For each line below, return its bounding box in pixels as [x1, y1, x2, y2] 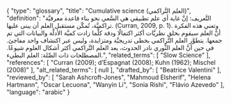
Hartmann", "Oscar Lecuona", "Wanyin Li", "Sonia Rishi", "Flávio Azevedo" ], [6, 81, 225, 88]
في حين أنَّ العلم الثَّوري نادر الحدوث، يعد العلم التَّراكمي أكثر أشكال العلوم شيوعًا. [6, 44, 214, 51]
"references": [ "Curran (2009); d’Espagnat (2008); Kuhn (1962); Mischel [6, 58, 216, 66]
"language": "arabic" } [6, 88, 70, 96]
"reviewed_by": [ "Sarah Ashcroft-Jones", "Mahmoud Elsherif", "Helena [6, 73, 212, 81]
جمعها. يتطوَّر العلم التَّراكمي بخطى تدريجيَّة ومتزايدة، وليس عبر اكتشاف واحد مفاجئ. [6, 36, 223, 45]
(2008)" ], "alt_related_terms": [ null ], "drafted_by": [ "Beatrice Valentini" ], [6, 66, 222, 74]
